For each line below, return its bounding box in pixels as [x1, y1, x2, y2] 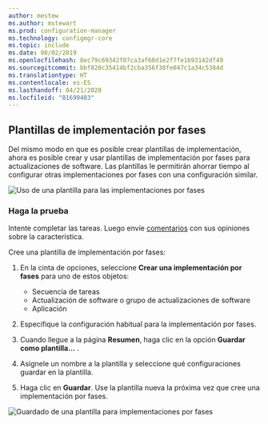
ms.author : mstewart [8, 19, 78, 27]
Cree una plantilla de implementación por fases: [8, 247, 166, 257]
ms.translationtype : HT [8, 71, 88, 79]
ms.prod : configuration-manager [8, 26, 116, 34]
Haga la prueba [8, 205, 70, 216]
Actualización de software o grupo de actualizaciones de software [31, 295, 250, 305]
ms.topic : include [8, 42, 70, 50]
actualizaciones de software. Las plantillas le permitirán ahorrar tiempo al [8, 162, 250, 171]
